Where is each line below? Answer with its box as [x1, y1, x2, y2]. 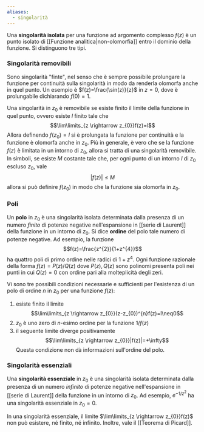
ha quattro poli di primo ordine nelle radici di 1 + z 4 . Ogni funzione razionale [7, 255, 196, 263]
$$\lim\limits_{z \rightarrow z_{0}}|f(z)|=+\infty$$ [45, 337, 169, 344]
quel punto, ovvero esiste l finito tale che [7, 112, 109, 119]
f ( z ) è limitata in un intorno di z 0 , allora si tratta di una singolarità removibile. [7, 147, 197, 156]
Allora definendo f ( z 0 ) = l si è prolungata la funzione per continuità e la [7, 131, 185, 140]
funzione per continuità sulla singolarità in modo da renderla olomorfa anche [7, 80, 199, 87]
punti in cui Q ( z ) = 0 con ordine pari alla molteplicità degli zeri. [7, 269, 163, 276]
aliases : [7, 9, 29, 15]
